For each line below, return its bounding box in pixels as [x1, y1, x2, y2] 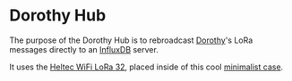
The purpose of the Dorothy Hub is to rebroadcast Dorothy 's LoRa [9, 35, 253, 45]
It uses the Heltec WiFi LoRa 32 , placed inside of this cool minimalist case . [9, 61, 284, 72]
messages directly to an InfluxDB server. [9, 44, 159, 54]
